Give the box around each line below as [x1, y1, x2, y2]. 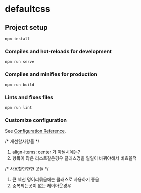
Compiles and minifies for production [5, 71, 97, 78]
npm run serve [5, 59, 35, 64]
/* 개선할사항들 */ [5, 138, 40, 144]
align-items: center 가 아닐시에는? [12, 149, 80, 155]
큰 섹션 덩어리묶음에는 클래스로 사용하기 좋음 [12, 176, 100, 183]
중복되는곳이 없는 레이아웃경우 [12, 183, 71, 189]
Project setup [5, 23, 48, 32]
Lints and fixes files [5, 94, 54, 101]
